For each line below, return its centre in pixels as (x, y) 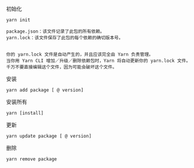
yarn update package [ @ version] (49, 136)
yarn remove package (32, 159)
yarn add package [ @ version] (45, 90)
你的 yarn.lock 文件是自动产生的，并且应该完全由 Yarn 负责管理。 (80, 55)
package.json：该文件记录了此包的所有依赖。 (56, 31)
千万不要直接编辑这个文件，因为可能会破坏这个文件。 (62, 67)
